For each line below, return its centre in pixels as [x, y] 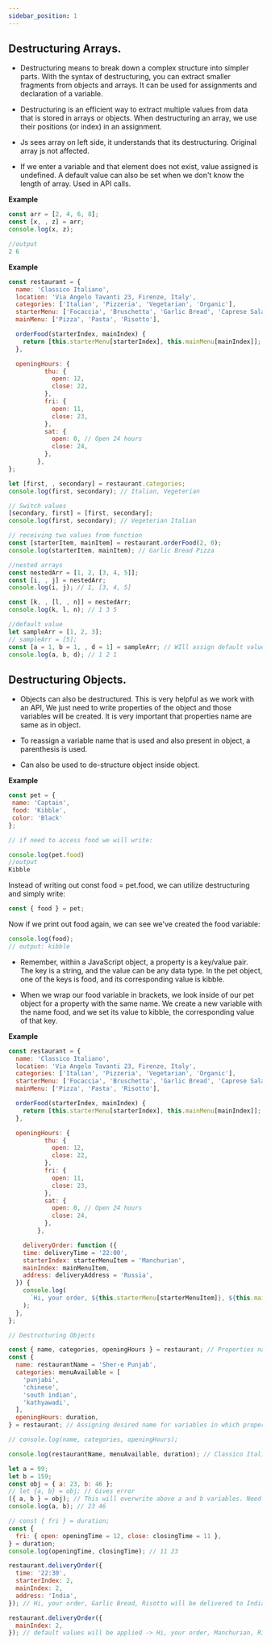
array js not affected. [55, 151]
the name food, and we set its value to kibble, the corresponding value [137, 1011]
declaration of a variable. [61, 94]
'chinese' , [41, 1387]
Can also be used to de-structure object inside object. [110, 765]
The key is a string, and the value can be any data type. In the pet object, [141, 970]
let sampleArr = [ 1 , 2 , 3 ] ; [56, 632]
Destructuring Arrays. [65, 49]
